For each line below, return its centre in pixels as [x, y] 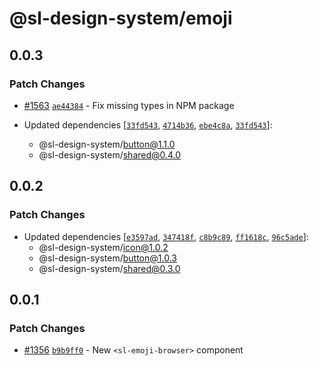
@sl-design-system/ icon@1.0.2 [103, 247]
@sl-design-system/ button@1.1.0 [107, 144]
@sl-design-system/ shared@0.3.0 [109, 268]
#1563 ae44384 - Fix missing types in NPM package [129, 105]
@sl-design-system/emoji [121, 18]
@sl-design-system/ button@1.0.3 [107, 258]
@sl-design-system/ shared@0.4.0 [110, 154]
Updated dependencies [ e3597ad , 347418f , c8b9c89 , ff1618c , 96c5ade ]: [166, 236]
